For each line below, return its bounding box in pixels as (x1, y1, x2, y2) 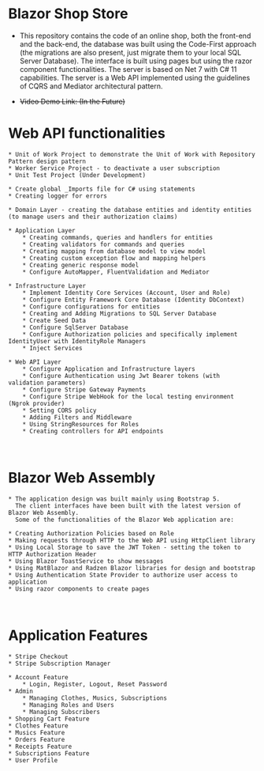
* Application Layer (8, 226, 76, 234)
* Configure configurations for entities (22, 302, 160, 311)
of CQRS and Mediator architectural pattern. (19, 81, 163, 91)
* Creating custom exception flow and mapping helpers (22, 254, 206, 262)
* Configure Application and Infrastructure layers (22, 365, 195, 372)
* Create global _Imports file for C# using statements (8, 185, 195, 193)
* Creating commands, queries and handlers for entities (22, 233, 214, 241)
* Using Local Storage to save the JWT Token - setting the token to (8, 543, 242, 551)
